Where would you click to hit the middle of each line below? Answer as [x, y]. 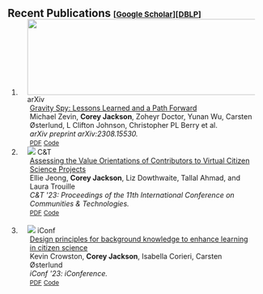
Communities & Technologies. [80, 204]
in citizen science [59, 247]
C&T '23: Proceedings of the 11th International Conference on [132, 195]
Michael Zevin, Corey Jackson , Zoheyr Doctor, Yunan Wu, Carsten [141, 117]
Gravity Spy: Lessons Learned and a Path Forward [113, 108]
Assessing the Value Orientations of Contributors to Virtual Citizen [140, 160]
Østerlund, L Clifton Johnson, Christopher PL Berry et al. [123, 125]
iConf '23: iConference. [69, 273]
